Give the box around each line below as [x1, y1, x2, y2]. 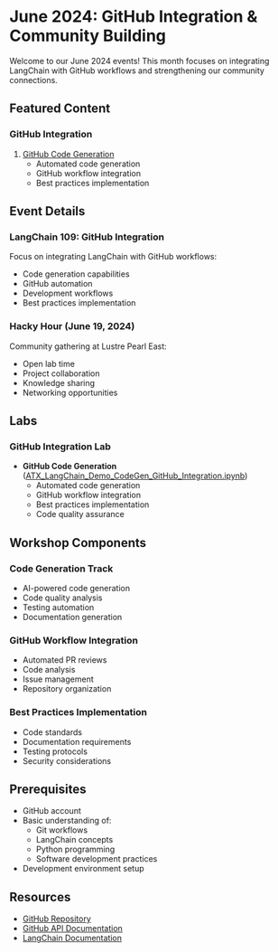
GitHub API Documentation [22, 923, 124, 934]
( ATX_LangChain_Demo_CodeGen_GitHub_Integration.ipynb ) [22, 470, 248, 481]
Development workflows [22, 287, 114, 299]
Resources [9, 889, 71, 905]
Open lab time [22, 358, 75, 369]
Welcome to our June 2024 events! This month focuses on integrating [9, 55, 270, 66]
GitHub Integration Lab [9, 440, 111, 453]
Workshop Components [9, 535, 147, 551]
